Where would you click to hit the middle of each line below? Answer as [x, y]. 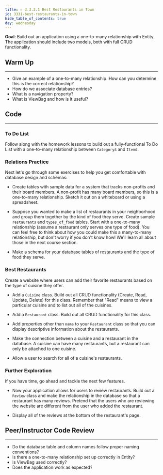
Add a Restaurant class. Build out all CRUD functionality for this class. [81, 314]
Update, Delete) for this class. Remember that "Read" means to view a [82, 300]
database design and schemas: [36, 178]
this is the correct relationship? [43, 84]
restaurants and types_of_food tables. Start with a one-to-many [76, 222]
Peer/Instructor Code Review [50, 431]
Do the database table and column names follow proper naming [75, 446]
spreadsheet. [25, 202]
